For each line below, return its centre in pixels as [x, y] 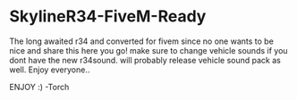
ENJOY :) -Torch [39, 87]
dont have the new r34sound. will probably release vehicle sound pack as [145, 60]
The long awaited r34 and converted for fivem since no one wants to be [142, 41]
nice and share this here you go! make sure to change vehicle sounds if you [148, 50]
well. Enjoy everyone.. [50, 70]
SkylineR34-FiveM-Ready [108, 17]
